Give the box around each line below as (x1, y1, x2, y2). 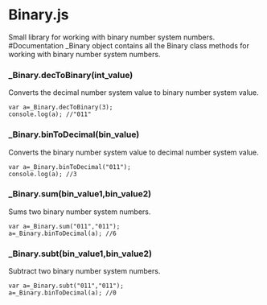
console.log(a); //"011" (8, 110, 92, 118)
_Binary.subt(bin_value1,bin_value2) (8, 248, 153, 259)
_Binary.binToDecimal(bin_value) (8, 129, 140, 140)
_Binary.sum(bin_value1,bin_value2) (8, 188, 151, 200)
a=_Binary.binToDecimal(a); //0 (8, 289, 117, 297)
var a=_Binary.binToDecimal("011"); (8, 163, 131, 171)
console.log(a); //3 (8, 170, 78, 178)
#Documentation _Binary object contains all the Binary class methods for (8, 40, 249, 50)
